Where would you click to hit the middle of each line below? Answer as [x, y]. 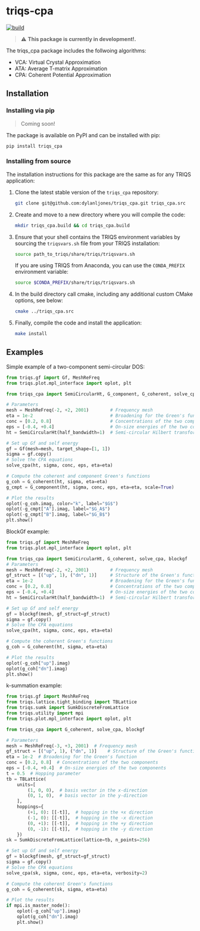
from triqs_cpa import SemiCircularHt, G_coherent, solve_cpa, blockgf [97, 559]
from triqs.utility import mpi [45, 713]
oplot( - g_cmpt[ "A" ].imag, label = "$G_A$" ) [58, 509]
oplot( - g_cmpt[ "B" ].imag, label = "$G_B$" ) [58, 515]
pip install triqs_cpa [34, 146]
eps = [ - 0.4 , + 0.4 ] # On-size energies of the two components [86, 768]
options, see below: [39, 301]
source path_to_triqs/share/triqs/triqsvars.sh [75, 254]
